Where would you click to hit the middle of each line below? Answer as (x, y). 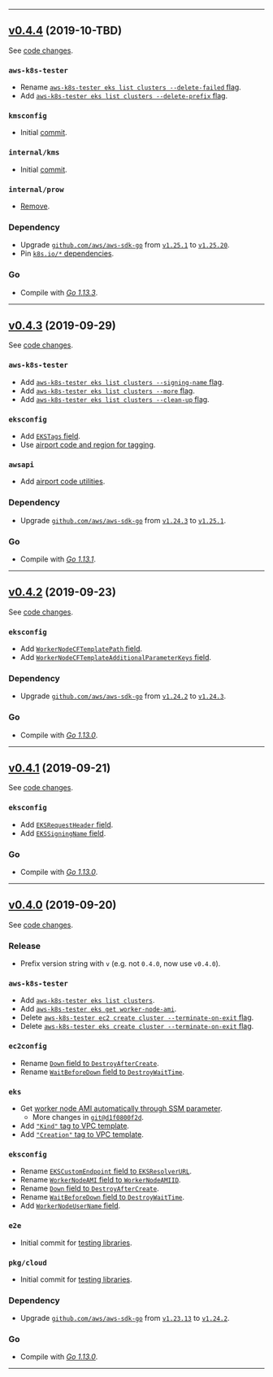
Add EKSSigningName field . (63, 833)
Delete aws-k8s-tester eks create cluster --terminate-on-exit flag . (137, 1026)
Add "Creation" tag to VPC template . (82, 1134)
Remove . (35, 206)
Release (25, 946)
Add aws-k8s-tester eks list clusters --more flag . (107, 391)
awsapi (22, 464)
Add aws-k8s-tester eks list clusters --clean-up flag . (115, 399)
